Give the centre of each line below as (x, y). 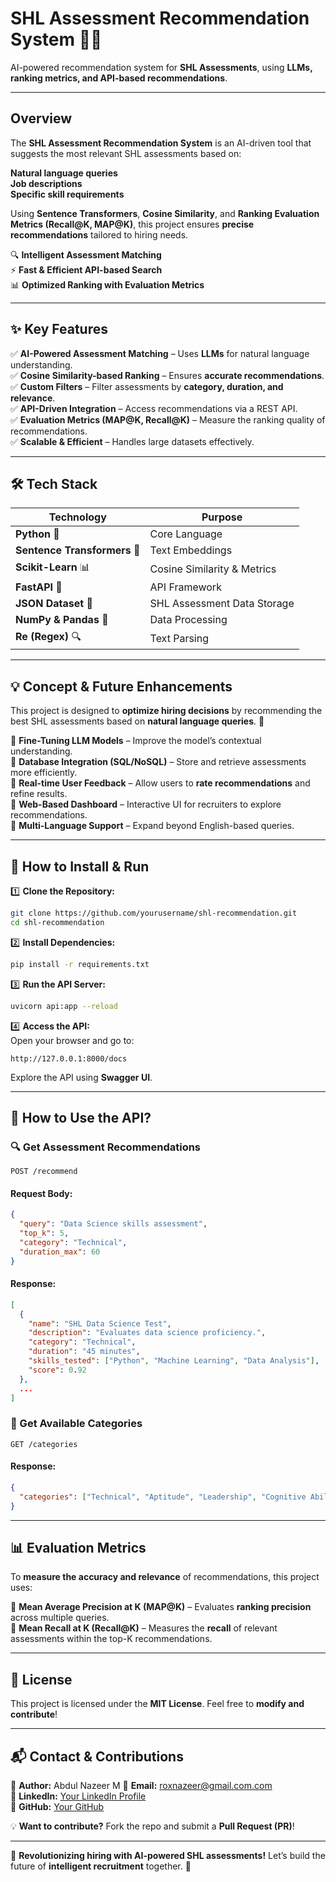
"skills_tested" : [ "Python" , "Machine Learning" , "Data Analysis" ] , (174, 1361)
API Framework (185, 587)
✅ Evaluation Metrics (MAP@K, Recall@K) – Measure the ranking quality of (168, 419)
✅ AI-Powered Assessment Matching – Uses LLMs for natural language (160, 353)
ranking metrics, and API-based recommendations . (119, 78)
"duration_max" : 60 (60, 1252)
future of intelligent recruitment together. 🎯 (101, 1866)
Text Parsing (179, 638)
